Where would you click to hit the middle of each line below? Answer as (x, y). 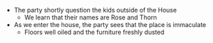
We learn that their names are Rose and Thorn (90, 17)
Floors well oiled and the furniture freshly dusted (94, 32)
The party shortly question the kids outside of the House (95, 10)
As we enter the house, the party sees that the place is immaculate (110, 25)
